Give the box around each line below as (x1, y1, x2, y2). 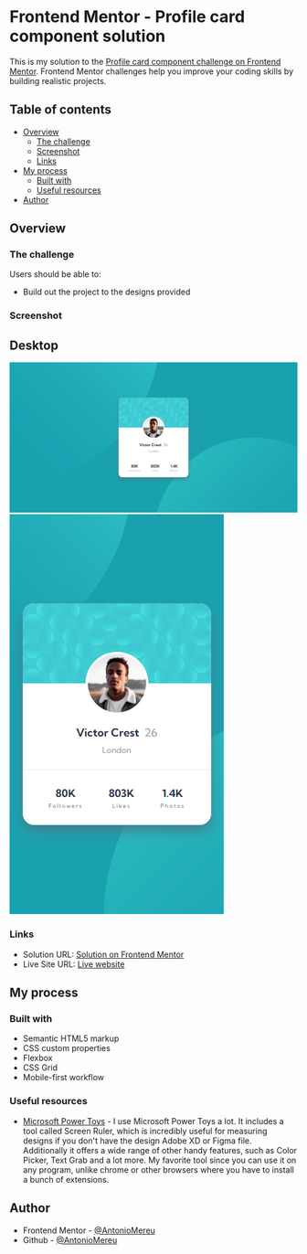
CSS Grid (22, 1062, 58, 1073)
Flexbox (22, 1053, 53, 1064)
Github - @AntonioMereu (22, 1234, 118, 1245)
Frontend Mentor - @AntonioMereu (22, 1225, 155, 1236)
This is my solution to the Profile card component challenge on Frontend (9, 56, 281, 67)
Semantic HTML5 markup (22, 1033, 120, 1044)
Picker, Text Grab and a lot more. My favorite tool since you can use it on (22, 1154, 297, 1165)
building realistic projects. (9, 75, 107, 86)
